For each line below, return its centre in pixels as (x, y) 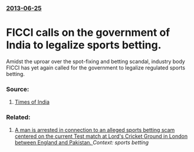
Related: (18, 117)
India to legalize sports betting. (84, 45)
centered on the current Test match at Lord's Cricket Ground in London (101, 136)
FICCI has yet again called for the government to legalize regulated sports (96, 67)
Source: (18, 89)
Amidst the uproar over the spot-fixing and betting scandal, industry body (96, 61)
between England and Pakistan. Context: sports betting (82, 143)
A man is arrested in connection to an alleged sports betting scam (95, 130)
